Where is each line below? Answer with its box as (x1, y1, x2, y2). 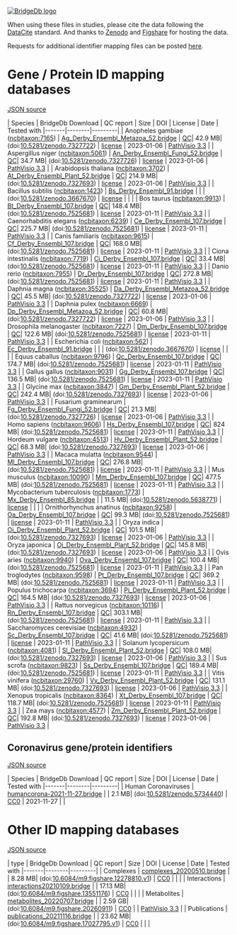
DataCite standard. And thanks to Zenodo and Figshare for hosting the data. (7, 28, 229, 36)
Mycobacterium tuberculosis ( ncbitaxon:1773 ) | (7, 488, 145, 496)
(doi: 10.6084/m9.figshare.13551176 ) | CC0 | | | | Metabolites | (7, 889, 184, 897)
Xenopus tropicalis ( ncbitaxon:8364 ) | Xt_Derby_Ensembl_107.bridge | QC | (7, 691, 223, 700)
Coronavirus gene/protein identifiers (7, 741, 173, 754)
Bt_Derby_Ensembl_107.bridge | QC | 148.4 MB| (7, 201, 142, 210)
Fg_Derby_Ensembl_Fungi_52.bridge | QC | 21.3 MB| (7, 405, 157, 413)
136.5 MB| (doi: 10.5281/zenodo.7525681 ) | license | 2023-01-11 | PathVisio (7, 374, 223, 383)
